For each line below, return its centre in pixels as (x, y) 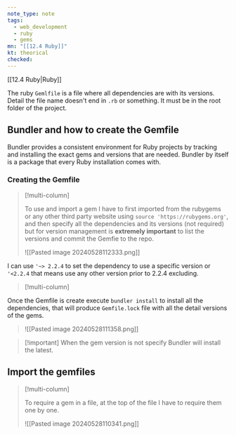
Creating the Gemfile (44, 180)
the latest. (39, 350)
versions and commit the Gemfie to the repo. (89, 239)
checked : (20, 60)
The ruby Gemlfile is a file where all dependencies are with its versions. (111, 93)
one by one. (42, 410)
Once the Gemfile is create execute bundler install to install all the (105, 300)
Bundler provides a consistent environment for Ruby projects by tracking (112, 147)
